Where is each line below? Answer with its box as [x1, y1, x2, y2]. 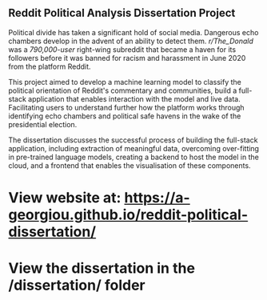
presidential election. [8, 119, 78, 129]
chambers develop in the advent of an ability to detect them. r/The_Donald [8, 36, 254, 46]
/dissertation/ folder [8, 276, 145, 294]
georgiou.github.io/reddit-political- [8, 206, 249, 223]
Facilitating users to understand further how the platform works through [8, 102, 245, 112]
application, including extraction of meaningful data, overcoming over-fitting [8, 143, 260, 153]
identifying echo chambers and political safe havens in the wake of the [8, 111, 241, 121]
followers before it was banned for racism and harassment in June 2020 [8, 53, 246, 62]
